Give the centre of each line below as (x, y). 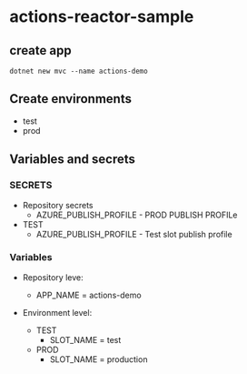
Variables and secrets (73, 160)
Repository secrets (58, 205)
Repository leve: (53, 277)
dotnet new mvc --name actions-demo (79, 71)
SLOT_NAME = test (85, 339)
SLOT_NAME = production (99, 359)
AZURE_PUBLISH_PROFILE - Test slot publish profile (134, 234)
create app (40, 51)
